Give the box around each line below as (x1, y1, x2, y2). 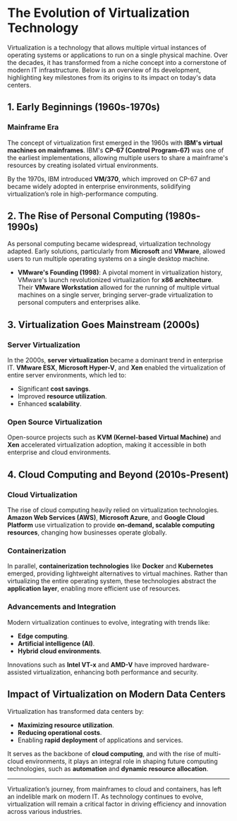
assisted (7, 668, 32, 676)
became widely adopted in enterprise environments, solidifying (7, 182, 190, 190)
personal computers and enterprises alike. (17, 298, 141, 307)
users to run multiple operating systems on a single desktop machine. (7, 255, 209, 263)
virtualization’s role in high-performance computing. (7, 189, 159, 198)
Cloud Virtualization (7, 489, 78, 499)
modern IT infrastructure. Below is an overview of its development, (7, 66, 201, 74)
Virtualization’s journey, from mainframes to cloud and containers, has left (7, 784, 222, 793)
